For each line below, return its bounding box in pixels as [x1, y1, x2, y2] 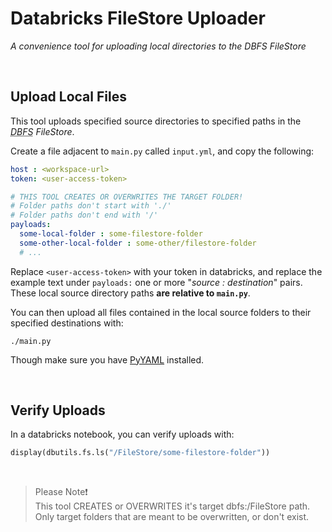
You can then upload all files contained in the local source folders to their [10, 306, 312, 318]
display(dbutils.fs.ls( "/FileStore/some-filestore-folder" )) [10, 448, 271, 458]
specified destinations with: [10, 317, 124, 329]
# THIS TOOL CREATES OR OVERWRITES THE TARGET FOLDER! [10, 192, 244, 202]
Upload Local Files [10, 88, 127, 106]
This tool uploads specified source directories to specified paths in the [10, 115, 302, 127]
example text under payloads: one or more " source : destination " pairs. [10, 276, 303, 288]
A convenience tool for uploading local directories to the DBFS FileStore [10, 40, 307, 52]
